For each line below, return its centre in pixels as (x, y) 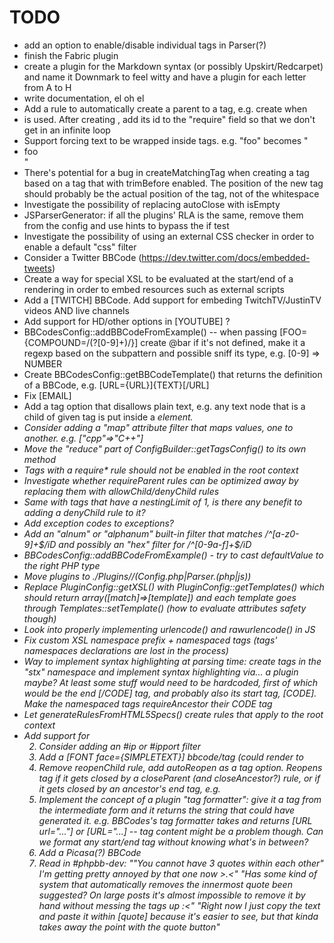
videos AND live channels (76, 310)
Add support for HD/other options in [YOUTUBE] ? (127, 321)
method (39, 459)
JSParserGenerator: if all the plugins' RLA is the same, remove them (163, 215)
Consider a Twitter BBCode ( (82, 257)
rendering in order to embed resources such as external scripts (154, 289)
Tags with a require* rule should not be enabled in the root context (161, 470)
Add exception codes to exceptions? (98, 523)
